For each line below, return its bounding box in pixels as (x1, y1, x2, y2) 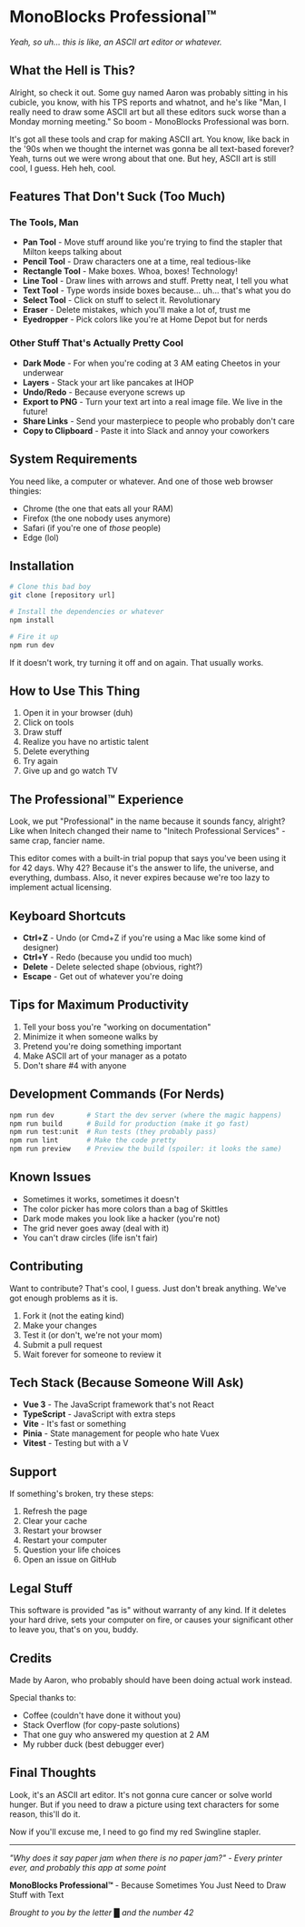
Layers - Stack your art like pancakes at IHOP (22, 376, 194, 387)
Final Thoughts (9, 1765, 97, 1781)
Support (9, 1464, 57, 1480)
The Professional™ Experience (9, 791, 184, 807)
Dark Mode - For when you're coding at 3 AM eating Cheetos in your (22, 357, 280, 368)
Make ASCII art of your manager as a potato (22, 1050, 188, 1061)
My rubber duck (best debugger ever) (22, 1739, 165, 1750)
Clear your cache (22, 1516, 88, 1527)
